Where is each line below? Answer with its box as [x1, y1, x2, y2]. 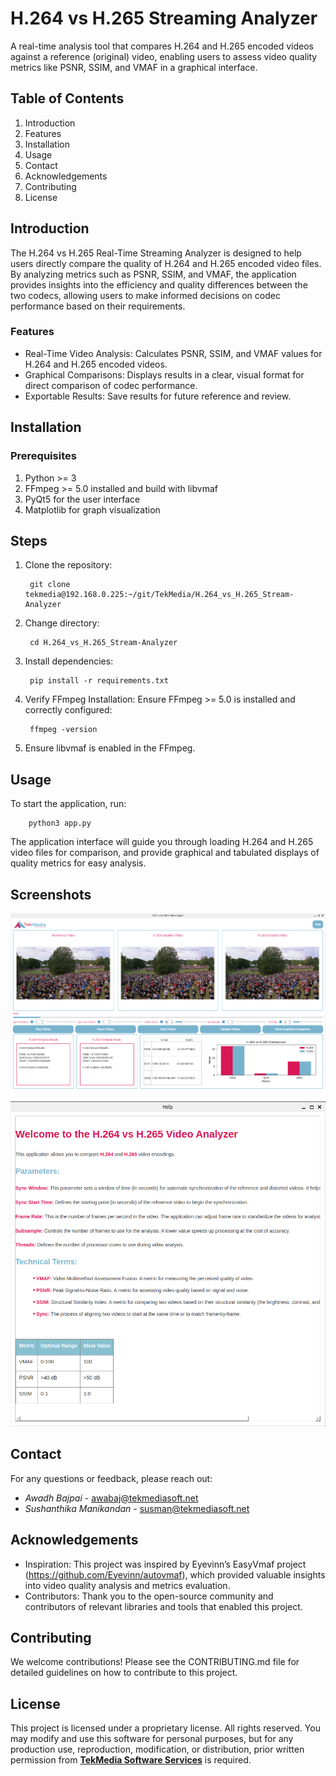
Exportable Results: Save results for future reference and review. [24, 390, 292, 402]
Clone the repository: [24, 559, 113, 571]
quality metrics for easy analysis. [10, 857, 147, 869]
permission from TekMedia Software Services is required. [10, 1754, 252, 1766]
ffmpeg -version [29, 725, 98, 735]
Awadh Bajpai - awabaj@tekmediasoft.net [24, 1492, 199, 1504]
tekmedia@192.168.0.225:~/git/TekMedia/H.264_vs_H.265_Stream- [24, 590, 295, 600]
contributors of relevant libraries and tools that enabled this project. [24, 1600, 303, 1612]
